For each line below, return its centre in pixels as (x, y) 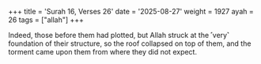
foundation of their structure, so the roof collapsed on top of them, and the (130, 43)
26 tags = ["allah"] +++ (46, 20)
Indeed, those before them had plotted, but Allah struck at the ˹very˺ (119, 35)
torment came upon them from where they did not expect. (103, 52)
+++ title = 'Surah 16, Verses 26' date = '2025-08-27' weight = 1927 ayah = (131, 11)
